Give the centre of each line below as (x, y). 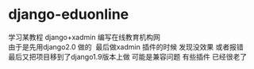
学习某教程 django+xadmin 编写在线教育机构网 (84, 37)
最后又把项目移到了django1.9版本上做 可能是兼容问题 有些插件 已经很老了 (128, 56)
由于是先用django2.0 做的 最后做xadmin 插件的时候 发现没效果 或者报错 (126, 47)
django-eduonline (69, 15)
